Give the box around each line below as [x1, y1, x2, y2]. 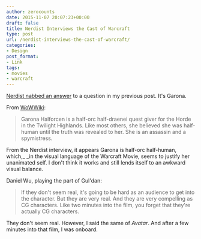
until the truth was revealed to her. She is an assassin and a [39, 129, 186, 136]
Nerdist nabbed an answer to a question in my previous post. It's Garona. [6, 92, 187, 100]
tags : [6, 64, 20, 71]
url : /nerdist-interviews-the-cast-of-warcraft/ [6, 37, 130, 43]
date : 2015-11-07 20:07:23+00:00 [6, 14, 90, 20]
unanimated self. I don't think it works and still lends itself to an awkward [6, 159, 186, 166]
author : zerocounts [6, 8, 55, 15]
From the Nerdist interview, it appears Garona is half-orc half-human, [6, 147, 177, 154]
